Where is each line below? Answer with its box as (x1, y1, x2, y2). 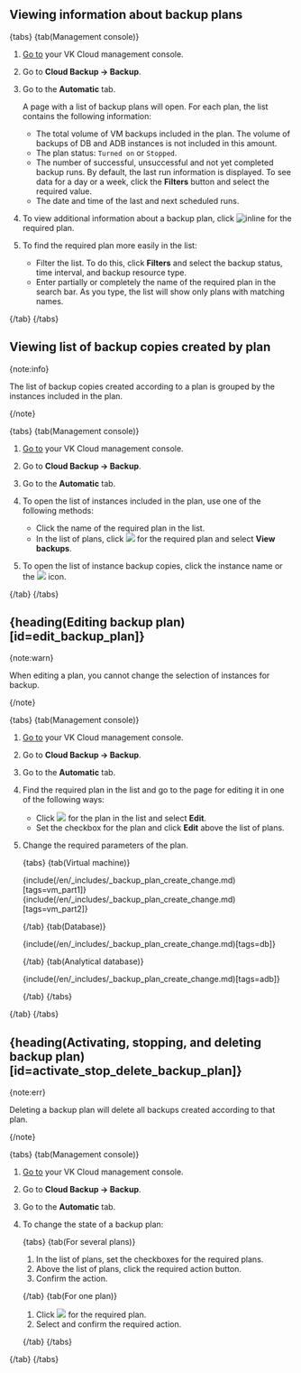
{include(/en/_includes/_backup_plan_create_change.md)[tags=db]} (22, 939, 277, 950)
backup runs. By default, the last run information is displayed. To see (35, 166, 291, 177)
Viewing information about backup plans (9, 7, 243, 23)
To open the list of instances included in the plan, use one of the (22, 496, 261, 506)
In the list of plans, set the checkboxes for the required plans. (35, 1254, 264, 1265)
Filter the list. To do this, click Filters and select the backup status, (35, 257, 283, 268)
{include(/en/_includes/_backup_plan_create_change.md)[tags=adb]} (22, 974, 281, 985)
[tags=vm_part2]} (22, 904, 88, 914)
